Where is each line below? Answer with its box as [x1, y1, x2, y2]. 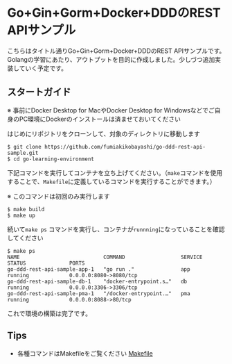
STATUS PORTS [7, 260, 85, 267]
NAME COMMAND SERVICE [7, 254, 203, 260]
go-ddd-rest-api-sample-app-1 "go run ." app [7, 265, 190, 273]
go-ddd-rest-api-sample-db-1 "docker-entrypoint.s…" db [7, 278, 188, 285]
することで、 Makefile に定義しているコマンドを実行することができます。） [7, 177, 216, 185]
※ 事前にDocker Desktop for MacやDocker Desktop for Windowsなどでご [7, 106, 215, 114]
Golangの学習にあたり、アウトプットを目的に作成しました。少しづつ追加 [7, 55, 215, 63]
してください [7, 233, 44, 242]
